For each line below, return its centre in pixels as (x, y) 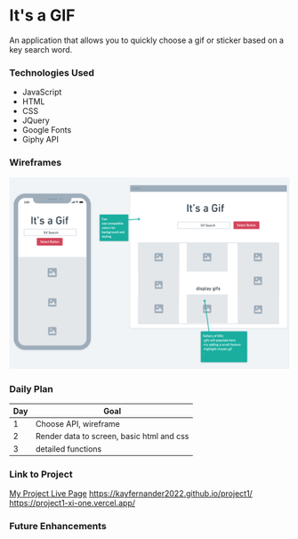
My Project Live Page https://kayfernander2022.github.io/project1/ (131, 494)
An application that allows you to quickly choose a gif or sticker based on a (147, 40)
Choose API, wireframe (77, 424)
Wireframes (36, 163)
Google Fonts (47, 130)
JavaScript (42, 92)
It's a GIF (42, 16)
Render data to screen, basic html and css (112, 437)
